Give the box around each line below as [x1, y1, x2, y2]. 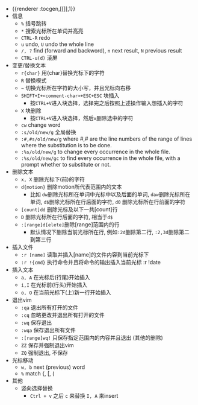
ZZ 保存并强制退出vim [20, 342, 74, 349]
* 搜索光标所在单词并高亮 [20, 27, 84, 34]
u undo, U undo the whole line [20, 40, 94, 48]
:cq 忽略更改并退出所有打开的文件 [20, 311, 105, 319]
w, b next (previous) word [20, 363, 85, 371]
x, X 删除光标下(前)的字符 [20, 176, 85, 183]
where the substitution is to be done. [20, 142, 113, 148]
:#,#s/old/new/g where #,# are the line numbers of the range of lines [20, 135, 193, 142]
